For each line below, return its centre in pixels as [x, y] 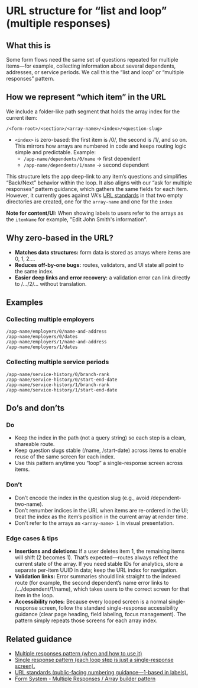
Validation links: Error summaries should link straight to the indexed [98, 576]
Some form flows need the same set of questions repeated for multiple [92, 60]
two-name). [29, 504]
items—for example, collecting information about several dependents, [91, 66]
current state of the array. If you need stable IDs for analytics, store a [99, 563]
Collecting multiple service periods [58, 362]
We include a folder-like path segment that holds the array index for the [93, 112]
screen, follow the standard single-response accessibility [109, 608]
